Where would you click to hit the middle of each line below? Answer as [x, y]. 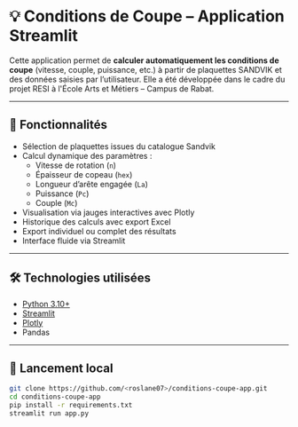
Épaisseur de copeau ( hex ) [84, 174]
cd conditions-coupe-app [55, 397]
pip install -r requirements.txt [71, 406]
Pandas [36, 332]
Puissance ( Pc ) [62, 194]
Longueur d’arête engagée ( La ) [91, 184]
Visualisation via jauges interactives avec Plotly [108, 212]
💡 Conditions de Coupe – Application [147, 16]
